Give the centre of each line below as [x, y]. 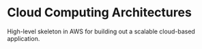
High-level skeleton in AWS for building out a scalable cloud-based [101, 31]
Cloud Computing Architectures [100, 13]
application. [24, 38]
